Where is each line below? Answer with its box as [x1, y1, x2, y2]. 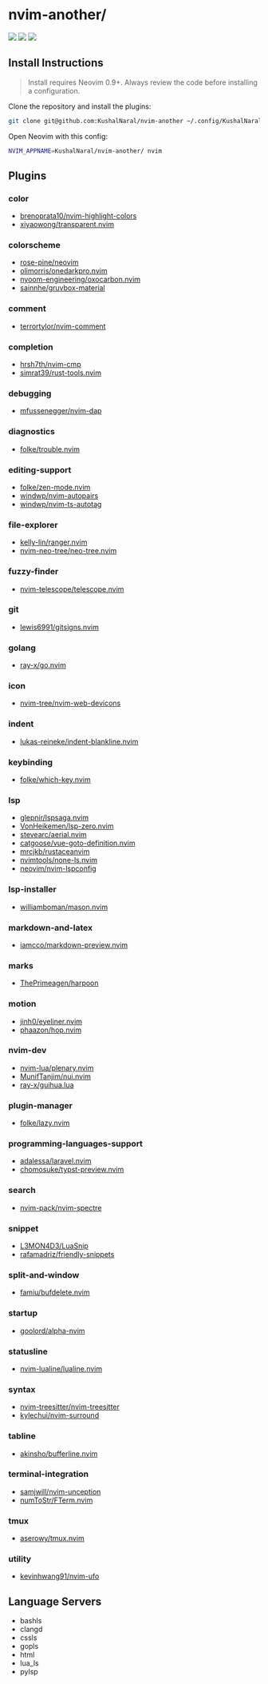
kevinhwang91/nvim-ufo [19, 1571, 100, 1581]
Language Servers [8, 1594, 102, 1608]
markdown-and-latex [8, 922, 93, 933]
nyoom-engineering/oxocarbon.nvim [19, 274, 141, 285]
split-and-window [8, 1269, 80, 1280]
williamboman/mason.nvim [19, 902, 108, 912]
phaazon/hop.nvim [19, 1025, 82, 1035]
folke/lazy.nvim [19, 1118, 70, 1128]
